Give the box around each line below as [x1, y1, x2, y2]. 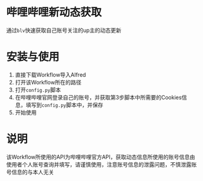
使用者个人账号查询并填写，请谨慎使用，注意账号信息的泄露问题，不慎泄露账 [6, 160, 197, 168]
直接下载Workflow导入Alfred [14, 71, 86, 78]
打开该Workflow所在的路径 [14, 78, 82, 86]
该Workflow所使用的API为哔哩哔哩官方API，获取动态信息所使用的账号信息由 [6, 153, 195, 160]
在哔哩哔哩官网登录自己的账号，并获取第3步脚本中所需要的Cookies [14, 94, 182, 101]
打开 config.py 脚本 [14, 86, 62, 94]
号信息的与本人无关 [6, 168, 54, 176]
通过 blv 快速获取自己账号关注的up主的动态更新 [6, 27, 122, 34]
